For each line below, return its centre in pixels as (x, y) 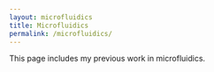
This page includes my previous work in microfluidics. (107, 59)
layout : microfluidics (51, 17)
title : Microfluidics (49, 25)
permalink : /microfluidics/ (61, 33)
